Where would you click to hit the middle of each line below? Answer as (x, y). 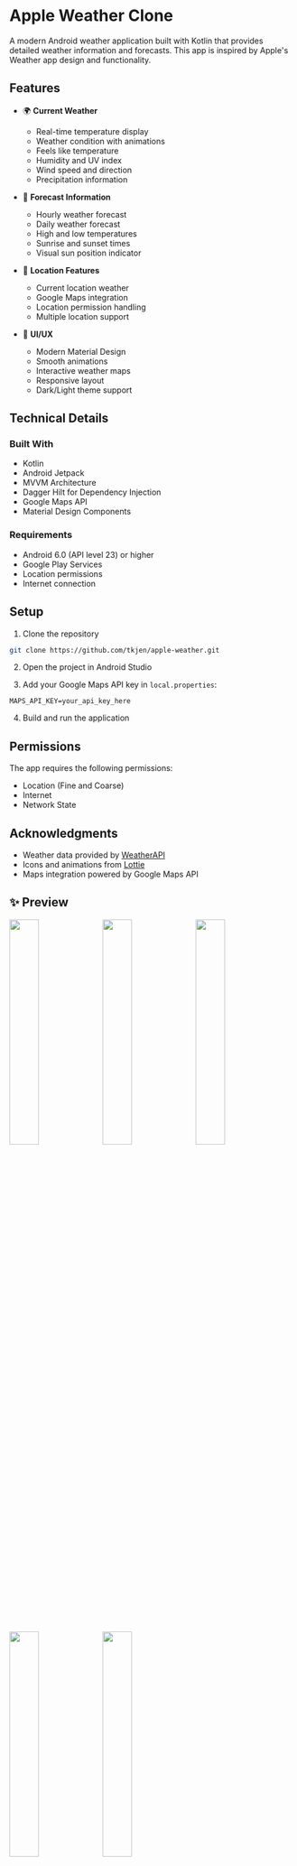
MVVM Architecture (59, 483)
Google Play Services (62, 564)
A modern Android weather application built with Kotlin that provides (136, 41)
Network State (49, 805)
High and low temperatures (86, 233)
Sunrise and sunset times (83, 243)
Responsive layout (70, 380)
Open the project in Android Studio (87, 667)
